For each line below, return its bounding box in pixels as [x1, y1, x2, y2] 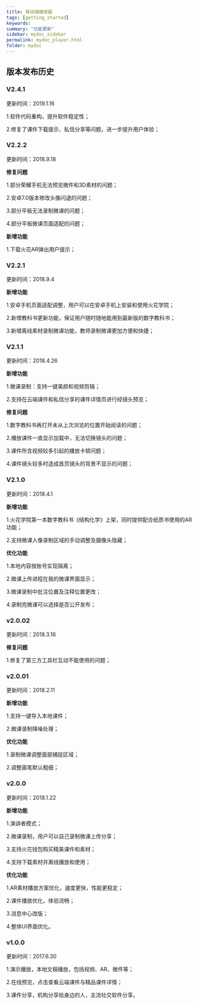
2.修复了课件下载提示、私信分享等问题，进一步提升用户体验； [6, 125, 160, 133]
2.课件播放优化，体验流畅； [6, 897, 75, 904]
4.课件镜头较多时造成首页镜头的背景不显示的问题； [6, 460, 133, 467]
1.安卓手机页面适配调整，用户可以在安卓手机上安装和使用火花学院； [6, 301, 174, 309]
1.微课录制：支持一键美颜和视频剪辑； [6, 383, 101, 390]
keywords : [6, 20, 31, 26]
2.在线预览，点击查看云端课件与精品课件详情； [6, 978, 123, 985]
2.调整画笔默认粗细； [6, 764, 59, 771]
